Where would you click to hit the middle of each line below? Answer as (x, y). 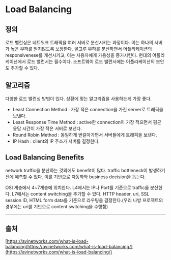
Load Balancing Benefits (45, 158)
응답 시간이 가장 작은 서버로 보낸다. (47, 128)
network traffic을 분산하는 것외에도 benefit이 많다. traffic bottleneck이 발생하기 (85, 170)
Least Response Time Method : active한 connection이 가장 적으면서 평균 (87, 122)
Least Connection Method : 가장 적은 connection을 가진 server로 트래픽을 (88, 109)
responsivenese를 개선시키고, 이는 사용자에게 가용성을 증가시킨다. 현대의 (78, 55)
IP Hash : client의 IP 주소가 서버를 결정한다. (56, 141)
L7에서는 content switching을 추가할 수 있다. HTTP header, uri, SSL (81, 193)
